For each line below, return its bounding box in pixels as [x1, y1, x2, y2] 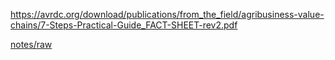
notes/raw [10, 39, 53, 50]
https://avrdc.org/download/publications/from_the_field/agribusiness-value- [10, 9, 325, 20]
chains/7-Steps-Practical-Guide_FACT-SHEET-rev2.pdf [10, 19, 238, 31]
